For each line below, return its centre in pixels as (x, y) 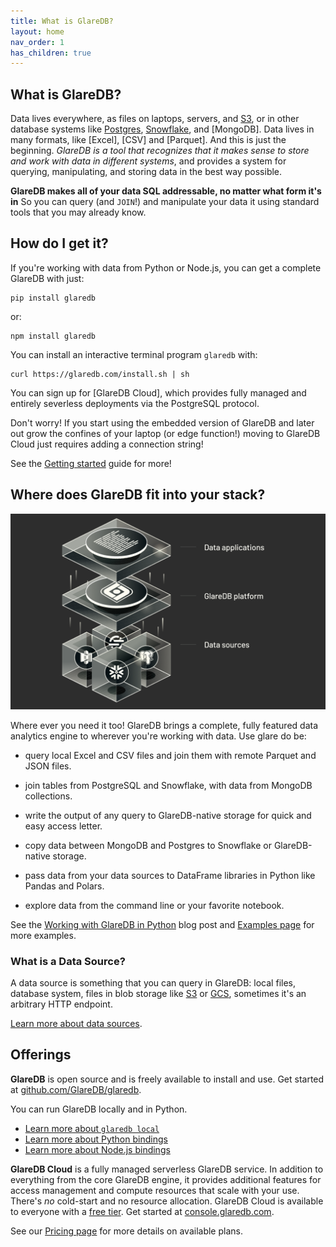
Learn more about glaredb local (92, 1128)
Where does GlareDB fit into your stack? (138, 495)
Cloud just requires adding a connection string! (107, 444)
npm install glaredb (53, 336)
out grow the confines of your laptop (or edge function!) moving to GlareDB (165, 433)
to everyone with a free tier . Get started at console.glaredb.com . (142, 1211)
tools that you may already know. (78, 212)
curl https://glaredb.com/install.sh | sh (100, 374)
